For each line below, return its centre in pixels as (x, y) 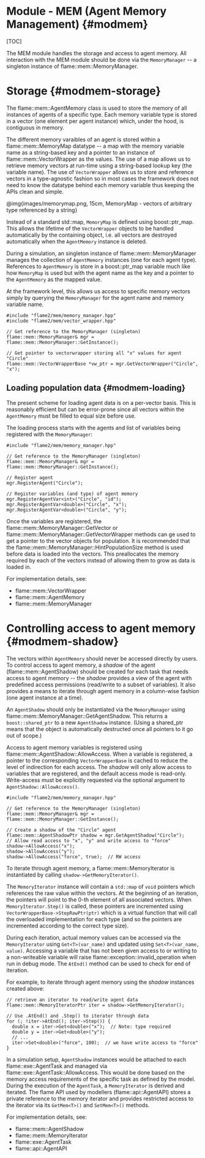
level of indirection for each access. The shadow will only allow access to (99, 767)
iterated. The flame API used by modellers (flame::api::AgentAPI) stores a (99, 1092)
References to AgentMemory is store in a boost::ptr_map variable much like (99, 266)
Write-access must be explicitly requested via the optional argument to (96, 780)
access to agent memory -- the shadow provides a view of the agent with (99, 678)
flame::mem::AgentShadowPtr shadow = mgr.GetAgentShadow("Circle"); (95, 835)
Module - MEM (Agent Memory (87, 11)
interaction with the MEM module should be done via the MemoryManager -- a (102, 59)
